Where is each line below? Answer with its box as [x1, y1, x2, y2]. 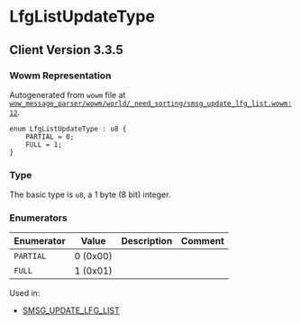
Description [121, 235, 173, 247]
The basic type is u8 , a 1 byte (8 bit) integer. [9, 189, 171, 200]
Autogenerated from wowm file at [9, 89, 126, 100]
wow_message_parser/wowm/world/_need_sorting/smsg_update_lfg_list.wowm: [9, 99, 293, 108]
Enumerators [9, 211, 68, 224]
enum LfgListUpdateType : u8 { [9, 124, 127, 133]
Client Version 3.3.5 [9, 42, 123, 58]
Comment [180, 235, 225, 247]
